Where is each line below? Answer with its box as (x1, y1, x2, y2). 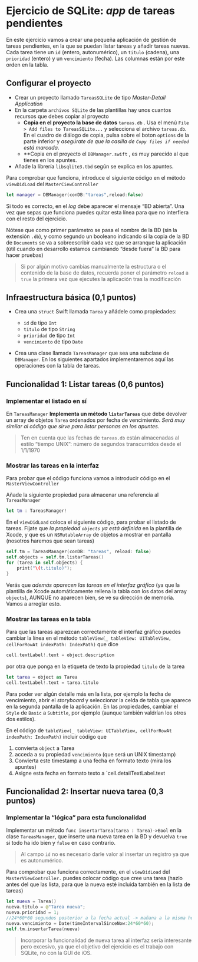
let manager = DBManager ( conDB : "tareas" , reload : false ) (6, 191, 144, 198)
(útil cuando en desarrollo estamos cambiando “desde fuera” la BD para (6, 245, 181, 252)
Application (14, 100, 43, 107)
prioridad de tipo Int (23, 332, 75, 339)
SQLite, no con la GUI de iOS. (20, 949, 93, 956)
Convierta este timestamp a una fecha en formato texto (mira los (14, 757, 172, 764)
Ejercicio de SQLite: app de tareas (6, 4, 175, 18)
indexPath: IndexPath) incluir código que (6, 733, 107, 740)
